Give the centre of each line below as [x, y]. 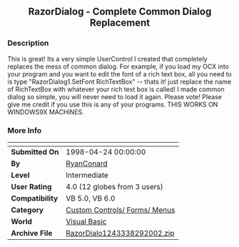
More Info [25, 130]
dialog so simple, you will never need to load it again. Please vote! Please [115, 96]
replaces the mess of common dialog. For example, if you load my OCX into [118, 66]
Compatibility [35, 198]
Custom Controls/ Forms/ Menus [121, 210]
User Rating [31, 186]
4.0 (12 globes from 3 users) [115, 186]
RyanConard [87, 163]
